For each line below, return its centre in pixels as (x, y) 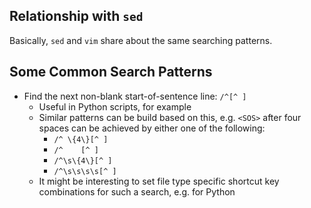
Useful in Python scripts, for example (115, 106)
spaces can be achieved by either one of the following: (152, 128)
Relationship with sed (76, 16)
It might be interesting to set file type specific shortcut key (159, 181)
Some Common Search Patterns (111, 72)
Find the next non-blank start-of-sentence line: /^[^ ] (135, 96)
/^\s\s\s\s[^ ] (85, 171)
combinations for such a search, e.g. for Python (137, 191)
